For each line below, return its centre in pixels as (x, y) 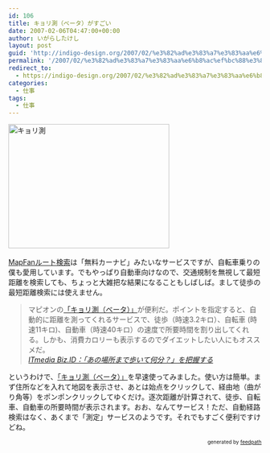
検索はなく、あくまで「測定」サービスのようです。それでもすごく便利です (131, 417)
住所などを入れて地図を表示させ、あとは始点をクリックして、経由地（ (131, 387)
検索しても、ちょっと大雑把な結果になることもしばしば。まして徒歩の (145, 282)
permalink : (27, 61)
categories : (28, 83)
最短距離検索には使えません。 (57, 292)
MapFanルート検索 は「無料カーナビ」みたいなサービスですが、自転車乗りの (134, 262)
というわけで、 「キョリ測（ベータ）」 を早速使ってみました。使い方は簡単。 (131, 377)
